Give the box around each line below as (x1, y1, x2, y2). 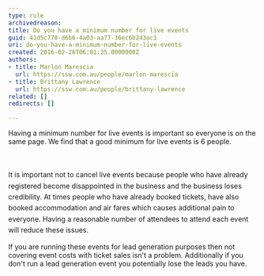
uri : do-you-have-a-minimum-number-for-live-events (8, 41, 182, 49)
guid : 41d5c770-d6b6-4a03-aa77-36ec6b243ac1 (8, 33, 157, 42)
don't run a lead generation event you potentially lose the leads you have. (8, 259, 247, 269)
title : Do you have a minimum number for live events (8, 26, 190, 34)
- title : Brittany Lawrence (8, 78, 101, 85)
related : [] (8, 93, 47, 100)
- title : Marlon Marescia (8, 63, 93, 71)
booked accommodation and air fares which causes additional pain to (8, 203, 235, 213)
